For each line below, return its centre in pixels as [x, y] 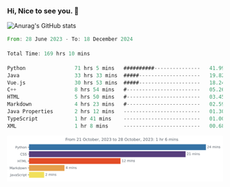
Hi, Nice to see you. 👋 [43, 11]
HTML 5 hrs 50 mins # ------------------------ [104, 97]
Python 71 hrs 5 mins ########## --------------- [104, 68]
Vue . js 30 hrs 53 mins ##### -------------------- [104, 83]
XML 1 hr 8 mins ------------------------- [104, 126]
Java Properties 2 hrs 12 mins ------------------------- [104, 112]
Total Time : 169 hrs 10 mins [49, 54]
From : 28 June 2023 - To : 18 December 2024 [70, 39]
